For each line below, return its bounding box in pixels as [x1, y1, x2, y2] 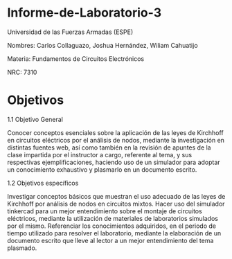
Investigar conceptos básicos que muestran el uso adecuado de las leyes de [7, 192, 226, 200]
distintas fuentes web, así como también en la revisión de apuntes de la [7, 143, 211, 152]
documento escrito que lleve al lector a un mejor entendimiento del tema [7, 236, 214, 244]
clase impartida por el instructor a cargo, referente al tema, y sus [7, 150, 193, 159]
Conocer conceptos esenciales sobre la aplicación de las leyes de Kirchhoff [7, 128, 224, 136]
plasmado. [7, 244, 37, 252]
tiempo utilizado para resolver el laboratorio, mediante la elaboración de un [7, 229, 222, 237]
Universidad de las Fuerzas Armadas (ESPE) [7, 28, 134, 36]
